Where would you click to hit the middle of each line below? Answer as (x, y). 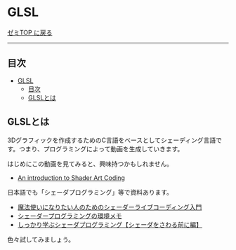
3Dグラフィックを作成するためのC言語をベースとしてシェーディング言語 (112, 140)
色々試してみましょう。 (41, 239)
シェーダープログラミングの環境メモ (70, 216)
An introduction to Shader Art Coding (71, 178)
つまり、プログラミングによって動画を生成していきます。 (101, 148)
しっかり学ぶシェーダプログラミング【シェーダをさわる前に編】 (110, 224)
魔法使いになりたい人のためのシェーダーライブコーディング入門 (110, 207)
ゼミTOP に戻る (30, 32)
